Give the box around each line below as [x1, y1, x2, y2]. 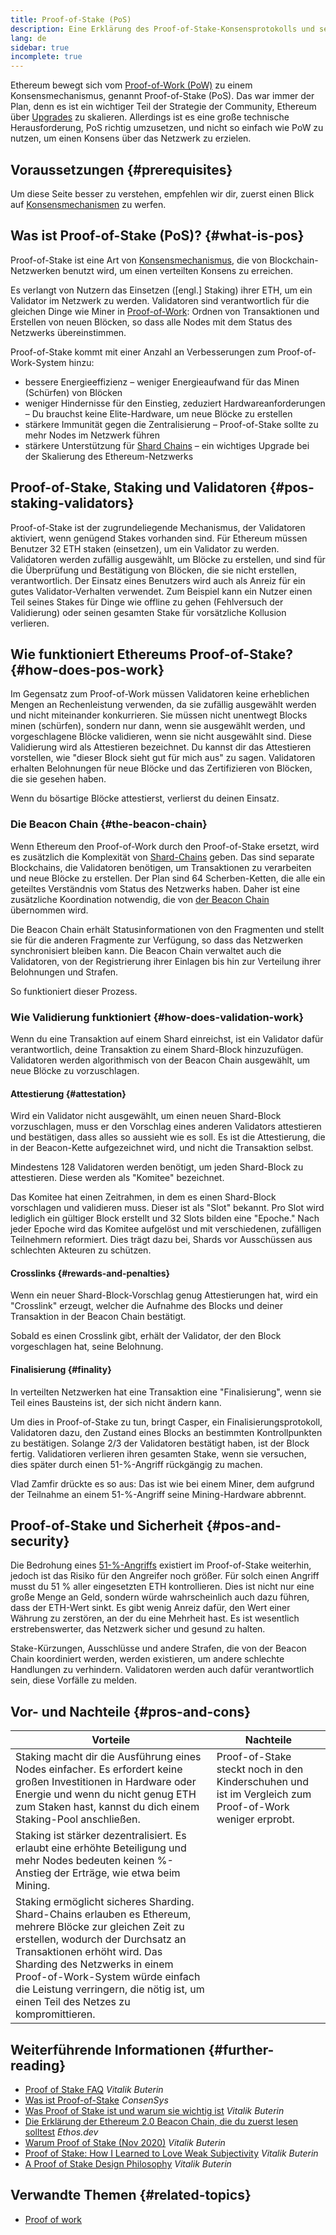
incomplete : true [10, 52, 83, 62]
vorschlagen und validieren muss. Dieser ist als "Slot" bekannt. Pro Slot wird [10, 1202, 325, 1214]
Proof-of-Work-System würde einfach [15, 1970, 201, 1984]
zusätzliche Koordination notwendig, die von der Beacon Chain [10, 893, 270, 905]
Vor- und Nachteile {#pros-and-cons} [10, 1703, 252, 1720]
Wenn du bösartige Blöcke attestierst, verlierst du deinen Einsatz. [10, 792, 280, 805]
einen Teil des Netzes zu [15, 1995, 131, 2009]
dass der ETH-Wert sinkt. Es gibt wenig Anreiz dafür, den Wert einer [10, 1602, 291, 1614]
